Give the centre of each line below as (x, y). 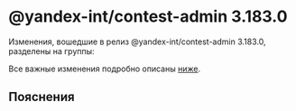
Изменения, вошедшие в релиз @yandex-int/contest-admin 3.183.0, (137, 42)
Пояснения (42, 97)
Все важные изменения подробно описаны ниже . (104, 69)
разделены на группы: (52, 51)
